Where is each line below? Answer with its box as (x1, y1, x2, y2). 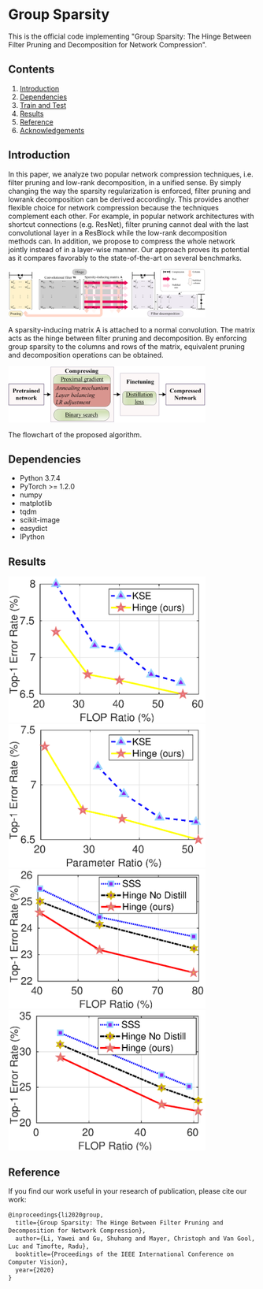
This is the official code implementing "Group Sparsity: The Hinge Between (8, 32, 252, 41)
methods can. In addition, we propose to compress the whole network (8, 236, 236, 246)
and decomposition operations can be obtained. (8, 351, 164, 360)
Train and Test (19, 100, 67, 110)
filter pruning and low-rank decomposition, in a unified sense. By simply (8, 177, 242, 187)
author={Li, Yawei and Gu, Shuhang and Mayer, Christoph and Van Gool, (15, 1235, 256, 1243)
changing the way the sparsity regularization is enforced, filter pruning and (8, 186, 251, 195)
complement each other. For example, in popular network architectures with (8, 211, 254, 221)
